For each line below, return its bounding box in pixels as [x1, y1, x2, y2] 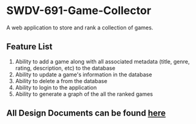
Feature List [6, 42, 53, 52]
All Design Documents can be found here [6, 108, 166, 119]
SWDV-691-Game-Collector [6, 4, 151, 18]
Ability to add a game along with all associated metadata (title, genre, [15, 57, 190, 65]
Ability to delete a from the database [15, 77, 108, 84]
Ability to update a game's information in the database [15, 71, 153, 78]
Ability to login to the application [15, 84, 97, 91]
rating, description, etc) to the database [15, 64, 116, 71]
